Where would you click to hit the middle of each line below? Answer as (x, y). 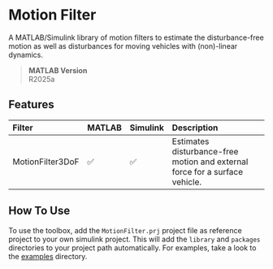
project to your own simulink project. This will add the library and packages (134, 239)
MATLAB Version (58, 70)
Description (195, 128)
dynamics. (26, 54)
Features (31, 104)
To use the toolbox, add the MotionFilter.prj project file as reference (125, 230)
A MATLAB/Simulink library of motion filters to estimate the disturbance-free (136, 37)
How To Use (39, 211)
